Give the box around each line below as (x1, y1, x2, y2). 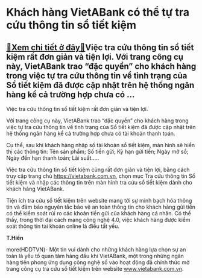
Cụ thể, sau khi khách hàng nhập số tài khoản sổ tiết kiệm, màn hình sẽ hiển (6, 142, 195, 148)
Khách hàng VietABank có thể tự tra (6, 5, 190, 19)
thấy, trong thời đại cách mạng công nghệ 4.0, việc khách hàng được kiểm (6, 216, 191, 223)
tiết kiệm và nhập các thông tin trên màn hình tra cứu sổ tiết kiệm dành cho (6, 179, 193, 186)
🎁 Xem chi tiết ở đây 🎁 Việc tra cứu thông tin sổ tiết (6, 42, 194, 52)
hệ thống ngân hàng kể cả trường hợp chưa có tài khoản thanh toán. (6, 130, 175, 137)
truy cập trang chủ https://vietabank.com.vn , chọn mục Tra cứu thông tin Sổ (6, 172, 196, 180)
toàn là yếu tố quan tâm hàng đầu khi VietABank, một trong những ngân (6, 253, 184, 259)
